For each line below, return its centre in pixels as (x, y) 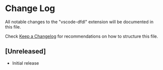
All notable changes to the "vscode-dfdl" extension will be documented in (79, 22)
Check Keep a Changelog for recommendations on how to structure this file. (82, 36)
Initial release (25, 63)
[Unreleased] (26, 51)
